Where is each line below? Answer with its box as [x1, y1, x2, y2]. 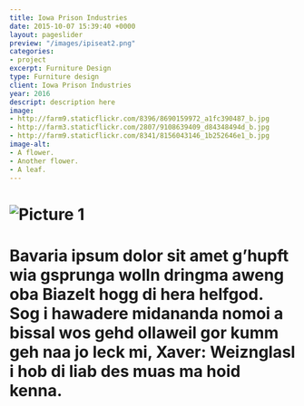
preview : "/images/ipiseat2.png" [9, 38, 136, 48]
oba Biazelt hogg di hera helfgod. [9, 284, 264, 304]
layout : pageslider [9, 30, 83, 39]
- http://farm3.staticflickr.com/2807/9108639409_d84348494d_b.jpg [9, 123, 270, 132]
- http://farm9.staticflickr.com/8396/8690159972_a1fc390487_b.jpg [9, 114, 270, 123]
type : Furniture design [9, 72, 100, 82]
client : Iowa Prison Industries [9, 81, 132, 90]
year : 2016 [9, 89, 51, 98]
